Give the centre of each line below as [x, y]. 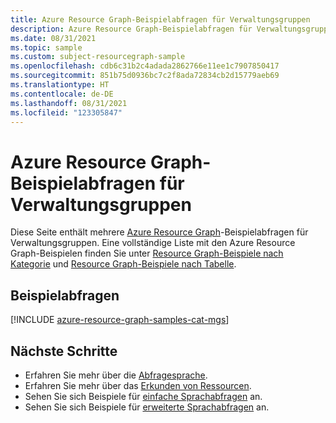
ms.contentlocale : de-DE [62, 94]
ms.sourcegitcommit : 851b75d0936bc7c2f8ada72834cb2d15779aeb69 [145, 76]
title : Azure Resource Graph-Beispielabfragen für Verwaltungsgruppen [160, 19]
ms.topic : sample [46, 47]
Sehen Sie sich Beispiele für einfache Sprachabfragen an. [143, 396]
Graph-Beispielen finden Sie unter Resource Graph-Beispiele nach [147, 253]
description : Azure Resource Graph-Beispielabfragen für [131, 29]
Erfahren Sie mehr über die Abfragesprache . [116, 375]
